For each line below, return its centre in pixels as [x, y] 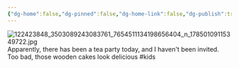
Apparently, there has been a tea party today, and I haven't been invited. [113, 49]
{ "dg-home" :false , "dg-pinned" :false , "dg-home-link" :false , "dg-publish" [116, 14]
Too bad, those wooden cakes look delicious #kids [81, 57]
